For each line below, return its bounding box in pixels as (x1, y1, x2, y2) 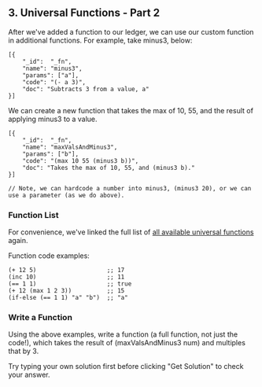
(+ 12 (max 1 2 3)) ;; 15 (8, 287, 125, 295)
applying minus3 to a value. (8, 114, 98, 123)
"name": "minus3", (22, 64, 83, 72)
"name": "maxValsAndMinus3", (22, 143, 118, 151)
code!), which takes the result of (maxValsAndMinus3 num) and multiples (8, 338, 246, 348)
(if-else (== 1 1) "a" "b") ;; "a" (8, 294, 128, 302)
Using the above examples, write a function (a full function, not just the (8, 330, 238, 339)
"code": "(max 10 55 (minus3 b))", (22, 157, 139, 164)
